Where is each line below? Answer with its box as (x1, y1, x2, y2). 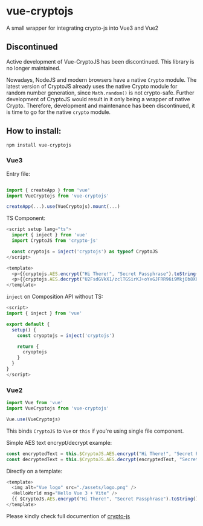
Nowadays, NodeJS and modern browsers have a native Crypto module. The (6, 76, 197, 83)
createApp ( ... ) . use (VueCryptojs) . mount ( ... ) (6, 204, 120, 210)
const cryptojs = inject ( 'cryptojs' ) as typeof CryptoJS (11, 248, 158, 255)
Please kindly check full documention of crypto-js (6, 512, 130, 519)
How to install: (6, 126, 62, 136)
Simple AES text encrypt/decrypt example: (6, 439, 112, 446)
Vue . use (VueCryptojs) (6, 416, 61, 422)
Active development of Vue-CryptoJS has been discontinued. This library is (6, 58, 195, 65)
